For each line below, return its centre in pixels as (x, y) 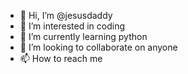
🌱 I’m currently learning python (83, 36)
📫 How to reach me (61, 58)
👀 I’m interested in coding (72, 26)
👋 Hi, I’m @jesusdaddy (66, 15)
